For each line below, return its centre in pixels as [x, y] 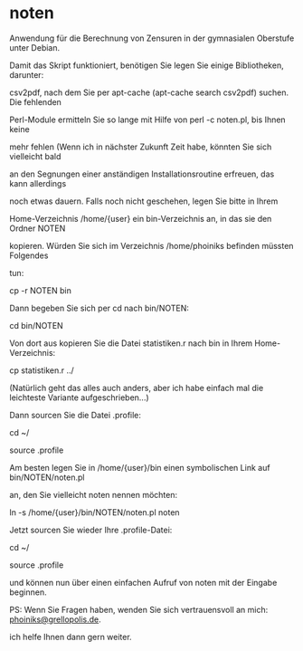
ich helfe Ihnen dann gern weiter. [71, 637]
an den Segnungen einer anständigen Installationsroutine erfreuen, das [142, 174]
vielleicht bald [35, 156]
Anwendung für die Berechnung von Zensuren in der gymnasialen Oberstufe [152, 38]
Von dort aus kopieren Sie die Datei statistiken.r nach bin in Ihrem [131, 343]
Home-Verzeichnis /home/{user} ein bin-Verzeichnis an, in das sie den [141, 218]
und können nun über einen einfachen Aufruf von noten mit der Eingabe [143, 582]
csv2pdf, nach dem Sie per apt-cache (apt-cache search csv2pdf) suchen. [149, 92]
